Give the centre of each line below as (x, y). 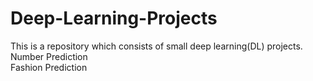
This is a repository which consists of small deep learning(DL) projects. (156, 46)
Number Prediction (49, 56)
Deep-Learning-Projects (114, 18)
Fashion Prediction (49, 67)
